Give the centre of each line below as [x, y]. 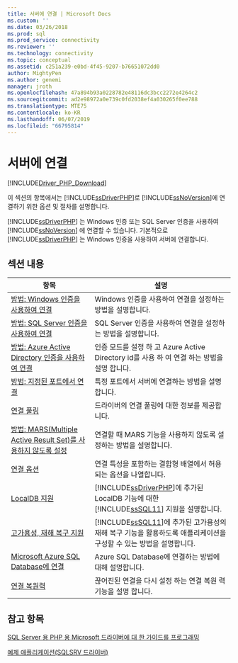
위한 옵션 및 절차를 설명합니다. [68, 207]
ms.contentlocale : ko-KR [44, 113]
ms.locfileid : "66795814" [45, 126]
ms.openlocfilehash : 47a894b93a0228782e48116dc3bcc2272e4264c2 [103, 93]
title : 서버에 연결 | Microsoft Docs [59, 14]
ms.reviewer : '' [31, 47]
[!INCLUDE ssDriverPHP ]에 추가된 [149, 488]
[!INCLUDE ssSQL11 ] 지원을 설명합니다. [158, 509]
